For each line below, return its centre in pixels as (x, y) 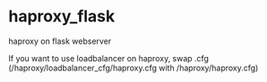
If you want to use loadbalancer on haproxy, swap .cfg (109, 58)
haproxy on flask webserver (60, 41)
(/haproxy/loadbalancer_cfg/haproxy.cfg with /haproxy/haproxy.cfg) (133, 68)
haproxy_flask (62, 16)
